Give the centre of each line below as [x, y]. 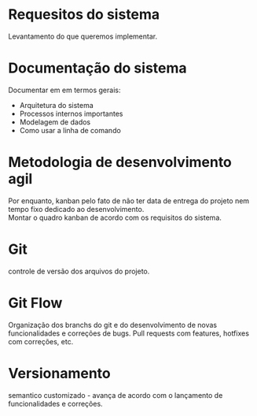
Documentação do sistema [97, 68]
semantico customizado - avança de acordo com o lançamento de [116, 395]
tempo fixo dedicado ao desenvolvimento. [76, 209]
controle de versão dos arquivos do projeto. [79, 271]
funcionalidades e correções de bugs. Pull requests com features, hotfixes [129, 333]
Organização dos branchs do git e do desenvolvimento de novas [113, 325]
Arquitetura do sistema [57, 105]
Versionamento [60, 373]
